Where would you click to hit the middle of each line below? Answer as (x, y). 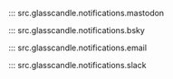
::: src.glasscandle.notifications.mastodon (86, 13)
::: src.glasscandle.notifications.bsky (77, 30)
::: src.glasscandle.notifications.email (77, 48)
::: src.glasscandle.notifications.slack (77, 65)
